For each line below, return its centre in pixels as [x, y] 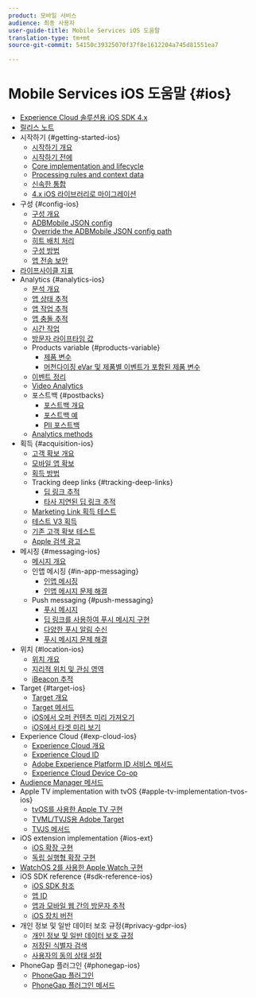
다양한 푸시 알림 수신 [76, 630]
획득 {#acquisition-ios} [56, 444]
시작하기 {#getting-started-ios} [70, 138]
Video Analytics [57, 386]
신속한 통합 [48, 184]
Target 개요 [50, 697]
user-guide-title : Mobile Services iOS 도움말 [84, 30]
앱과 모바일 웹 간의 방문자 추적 [78, 906]
